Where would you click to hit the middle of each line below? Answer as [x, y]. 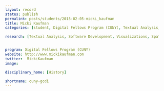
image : [12, 63]
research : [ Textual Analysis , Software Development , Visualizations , [77, 37]
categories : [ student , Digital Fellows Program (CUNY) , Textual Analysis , [83, 28]
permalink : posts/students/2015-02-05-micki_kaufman [60, 19]
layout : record [20, 10]
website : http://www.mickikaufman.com [44, 54]
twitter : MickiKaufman [29, 59]
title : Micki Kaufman [27, 23]
